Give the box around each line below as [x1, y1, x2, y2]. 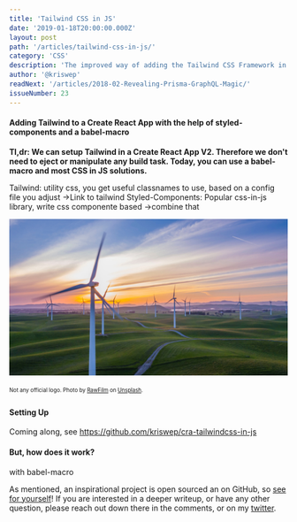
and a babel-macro [57, 127, 130, 137]
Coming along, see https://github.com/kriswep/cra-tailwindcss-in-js [9, 426, 257, 437]
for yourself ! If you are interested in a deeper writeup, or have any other [9, 493, 270, 503]
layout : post [9, 33, 57, 42]
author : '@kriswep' [9, 71, 81, 80]
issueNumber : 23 [9, 88, 69, 97]
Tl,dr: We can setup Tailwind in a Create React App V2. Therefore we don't [9, 146, 288, 157]
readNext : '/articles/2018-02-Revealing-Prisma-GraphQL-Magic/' [9, 80, 251, 88]
